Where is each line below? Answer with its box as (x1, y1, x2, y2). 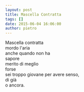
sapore (5, 55, 20, 61)
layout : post (5, 7, 32, 12)
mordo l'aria (5, 45, 30, 51)
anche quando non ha (5, 50, 50, 56)
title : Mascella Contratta (5, 12, 61, 17)
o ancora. (5, 82, 25, 88)
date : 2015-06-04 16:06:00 (5, 21, 61, 26)
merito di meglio (5, 61, 39, 67)
